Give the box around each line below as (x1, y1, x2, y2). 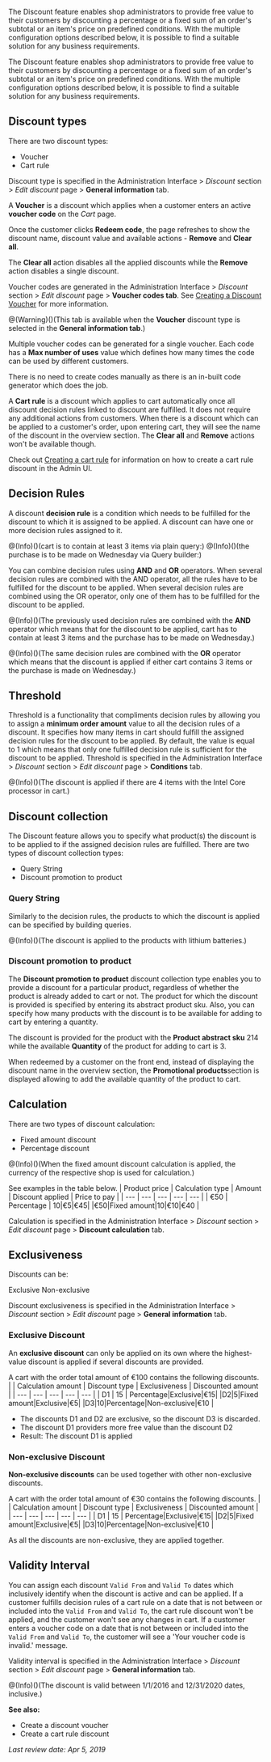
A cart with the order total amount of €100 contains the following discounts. (8, 1372, 260, 1382)
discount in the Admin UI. (8, 463, 93, 472)
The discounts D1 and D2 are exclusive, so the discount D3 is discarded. (19, 1413, 261, 1423)
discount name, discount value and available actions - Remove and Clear (8, 233, 252, 243)
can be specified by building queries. (8, 920, 131, 930)
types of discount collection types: (8, 849, 123, 858)
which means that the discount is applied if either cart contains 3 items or (8, 657, 252, 667)
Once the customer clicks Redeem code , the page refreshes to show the (8, 224, 250, 234)
